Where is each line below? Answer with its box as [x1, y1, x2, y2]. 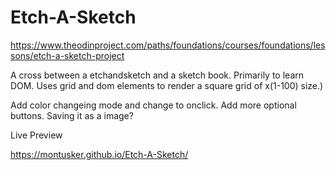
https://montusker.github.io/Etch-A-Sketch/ [10, 148, 189, 160]
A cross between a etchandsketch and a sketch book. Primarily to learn [10, 69, 305, 81]
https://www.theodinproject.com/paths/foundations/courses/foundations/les [10, 39, 326, 51]
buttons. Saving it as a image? [10, 109, 134, 121]
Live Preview [10, 129, 63, 141]
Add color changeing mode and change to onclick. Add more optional [10, 99, 297, 111]
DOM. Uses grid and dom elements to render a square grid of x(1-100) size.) [10, 79, 324, 91]
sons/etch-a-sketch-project [10, 49, 125, 61]
